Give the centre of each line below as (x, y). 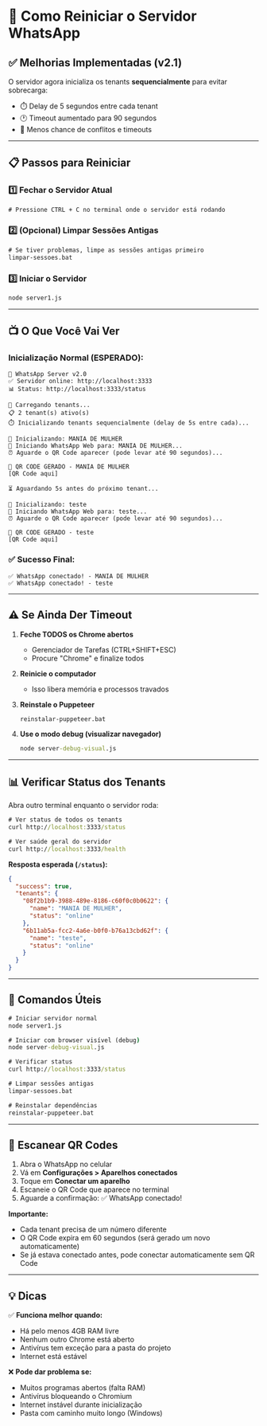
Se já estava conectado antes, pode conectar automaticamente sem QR (137, 1255)
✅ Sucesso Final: (42, 559)
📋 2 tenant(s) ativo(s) (49, 413)
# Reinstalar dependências (53, 1105)
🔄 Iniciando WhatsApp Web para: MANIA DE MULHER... (95, 446)
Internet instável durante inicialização (81, 1404)
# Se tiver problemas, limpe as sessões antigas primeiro (106, 250)
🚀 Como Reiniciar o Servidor (103, 16)
